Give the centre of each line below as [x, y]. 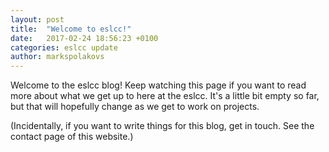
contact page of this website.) [72, 137]
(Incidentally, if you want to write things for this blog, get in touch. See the [162, 126]
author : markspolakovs [57, 57]
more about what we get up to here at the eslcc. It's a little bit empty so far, [165, 96]
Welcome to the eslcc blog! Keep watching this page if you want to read [158, 85]
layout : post [37, 19]
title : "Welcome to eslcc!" [71, 29]
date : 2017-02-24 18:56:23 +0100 [84, 38]
